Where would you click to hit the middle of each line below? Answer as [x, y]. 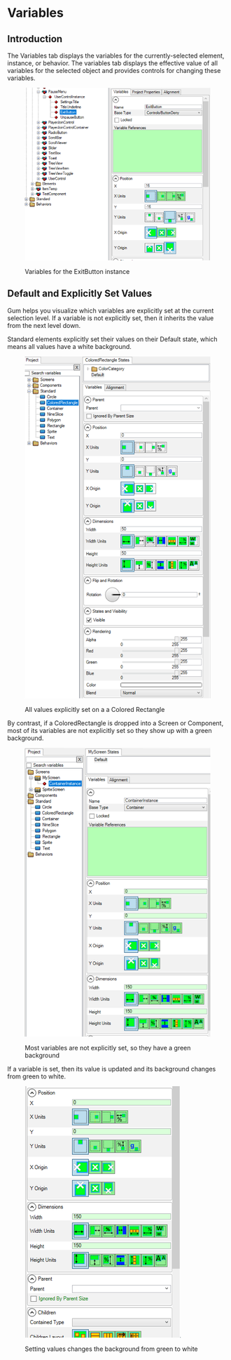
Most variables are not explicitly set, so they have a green [108, 1048]
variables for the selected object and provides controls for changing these [114, 71]
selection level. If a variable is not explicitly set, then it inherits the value [111, 318]
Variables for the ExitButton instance [77, 271]
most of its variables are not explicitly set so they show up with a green [110, 731]
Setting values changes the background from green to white [111, 1349]
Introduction [35, 39]
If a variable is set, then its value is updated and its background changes [112, 1069]
